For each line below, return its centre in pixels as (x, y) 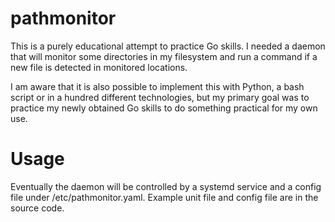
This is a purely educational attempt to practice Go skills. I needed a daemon (168, 46)
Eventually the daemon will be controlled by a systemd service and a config (166, 186)
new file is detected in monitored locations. (99, 67)
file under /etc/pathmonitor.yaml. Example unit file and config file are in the (164, 197)
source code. (37, 208)
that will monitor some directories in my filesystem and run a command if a (164, 56)
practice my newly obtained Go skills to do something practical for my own (164, 108)
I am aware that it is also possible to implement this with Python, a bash (157, 86)
